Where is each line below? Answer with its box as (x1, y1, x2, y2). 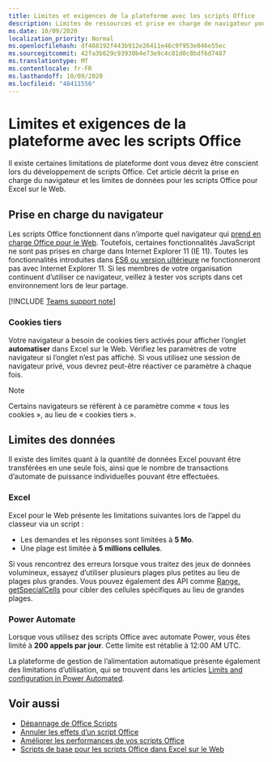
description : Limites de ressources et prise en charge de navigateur (8, 19, 252, 28)
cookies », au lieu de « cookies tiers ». (8, 410, 136, 419)
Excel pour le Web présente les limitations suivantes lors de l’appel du (8, 510, 241, 520)
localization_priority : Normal (8, 34, 114, 43)
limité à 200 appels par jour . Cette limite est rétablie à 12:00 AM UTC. (8, 641, 241, 650)
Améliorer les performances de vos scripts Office (19, 735, 185, 745)
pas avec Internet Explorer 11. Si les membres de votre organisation (8, 264, 232, 274)
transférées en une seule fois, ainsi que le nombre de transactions (8, 463, 229, 473)
